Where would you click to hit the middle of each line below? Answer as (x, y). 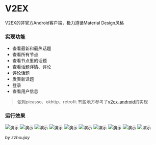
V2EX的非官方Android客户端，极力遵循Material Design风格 (65, 23)
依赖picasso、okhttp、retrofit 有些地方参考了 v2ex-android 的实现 (82, 102)
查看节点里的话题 (29, 61)
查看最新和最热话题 (32, 48)
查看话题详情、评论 (32, 67)
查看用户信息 (25, 91)
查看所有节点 (25, 55)
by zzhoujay (18, 137)
